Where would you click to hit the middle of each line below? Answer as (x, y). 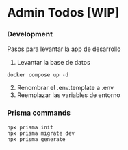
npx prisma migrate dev (41, 133)
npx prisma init (30, 127)
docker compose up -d (38, 75)
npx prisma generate (37, 139)
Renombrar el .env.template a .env (65, 88)
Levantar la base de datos (53, 63)
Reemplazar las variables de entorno (69, 95)
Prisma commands (39, 113)
